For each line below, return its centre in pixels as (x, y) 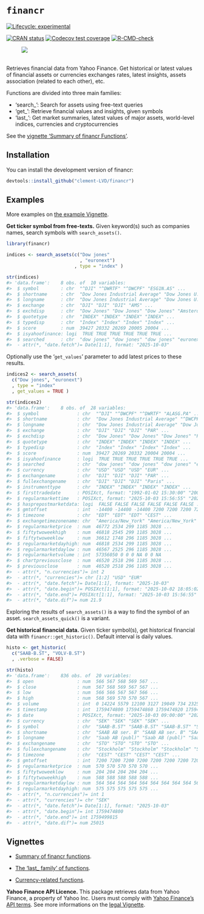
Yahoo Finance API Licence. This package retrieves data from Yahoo (93, 892)
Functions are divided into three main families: (64, 92)
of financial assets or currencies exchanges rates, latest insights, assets (96, 74)
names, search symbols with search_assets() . (64, 232)
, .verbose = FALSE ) (38, 659)
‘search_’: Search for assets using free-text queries (79, 105)
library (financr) (28, 244)
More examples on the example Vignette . (58, 214)
